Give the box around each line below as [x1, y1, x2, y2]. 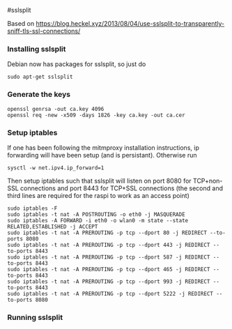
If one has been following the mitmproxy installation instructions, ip [7, 143, 200, 152]
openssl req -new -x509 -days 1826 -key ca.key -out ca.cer [7, 112, 186, 118]
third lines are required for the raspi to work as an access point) [7, 191, 190, 199]
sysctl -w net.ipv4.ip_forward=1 [7, 164, 105, 171]
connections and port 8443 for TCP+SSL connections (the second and [20, 184, 223, 192]
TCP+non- [192, 176, 223, 185]
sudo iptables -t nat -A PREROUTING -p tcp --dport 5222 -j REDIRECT [7, 290, 214, 297]
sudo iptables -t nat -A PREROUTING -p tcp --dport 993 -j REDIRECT [7, 278, 210, 285]
